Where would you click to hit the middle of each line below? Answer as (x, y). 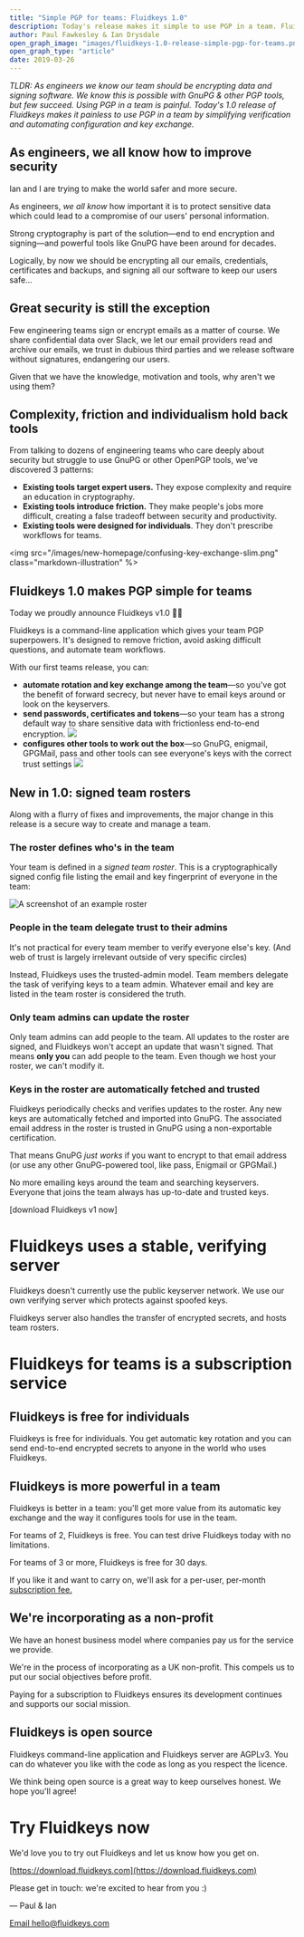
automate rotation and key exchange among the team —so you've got (154, 685)
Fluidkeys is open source (81, 1733)
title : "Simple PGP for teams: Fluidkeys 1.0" (99, 18)
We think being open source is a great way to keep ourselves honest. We (145, 1781)
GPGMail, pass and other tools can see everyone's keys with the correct (157, 754)
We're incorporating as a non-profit (112, 1618)
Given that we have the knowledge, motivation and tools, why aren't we (142, 376)
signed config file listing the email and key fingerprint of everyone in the (143, 877)
